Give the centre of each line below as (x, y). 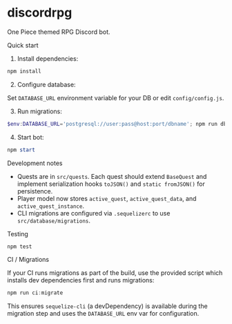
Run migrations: (39, 111)
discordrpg (40, 13)
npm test (20, 247)
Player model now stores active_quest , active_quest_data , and (107, 198)
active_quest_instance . (51, 206)
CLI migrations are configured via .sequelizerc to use (94, 213)
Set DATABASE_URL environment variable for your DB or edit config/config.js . (116, 97)
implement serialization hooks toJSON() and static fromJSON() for (111, 184)
